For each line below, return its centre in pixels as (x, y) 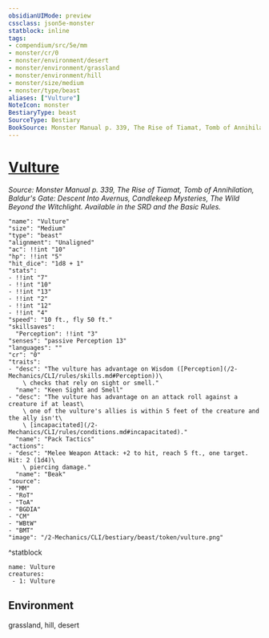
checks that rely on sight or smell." (94, 383)
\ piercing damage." (57, 467)
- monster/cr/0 (34, 53)
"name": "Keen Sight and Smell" (70, 390)
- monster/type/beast (44, 90)
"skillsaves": (32, 327)
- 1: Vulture (34, 581)
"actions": (26, 446)
